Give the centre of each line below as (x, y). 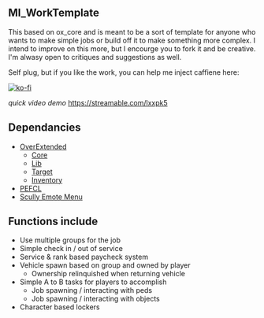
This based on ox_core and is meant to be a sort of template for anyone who (132, 31)
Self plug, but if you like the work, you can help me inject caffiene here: (124, 72)
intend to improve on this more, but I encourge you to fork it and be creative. (132, 48)
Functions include (53, 222)
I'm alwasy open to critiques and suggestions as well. (95, 57)
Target (42, 172)
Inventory (47, 179)
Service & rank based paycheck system (84, 257)
